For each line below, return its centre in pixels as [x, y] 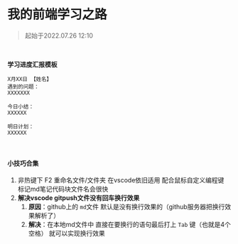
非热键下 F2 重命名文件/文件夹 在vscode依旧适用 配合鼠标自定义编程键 [121, 180]
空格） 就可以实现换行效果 [66, 233]
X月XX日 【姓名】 [29, 79]
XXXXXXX [19, 93]
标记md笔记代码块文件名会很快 [63, 189]
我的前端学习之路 [58, 15]
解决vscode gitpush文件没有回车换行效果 [79, 198]
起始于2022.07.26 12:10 [59, 35]
